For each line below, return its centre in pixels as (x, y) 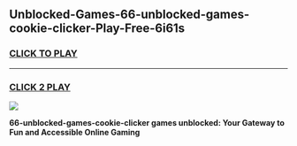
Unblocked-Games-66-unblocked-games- (129, 15)
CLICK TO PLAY (43, 54)
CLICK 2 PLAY (40, 87)
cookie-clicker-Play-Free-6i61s (97, 29)
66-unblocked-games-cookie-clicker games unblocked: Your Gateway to (147, 122)
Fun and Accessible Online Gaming (75, 132)
